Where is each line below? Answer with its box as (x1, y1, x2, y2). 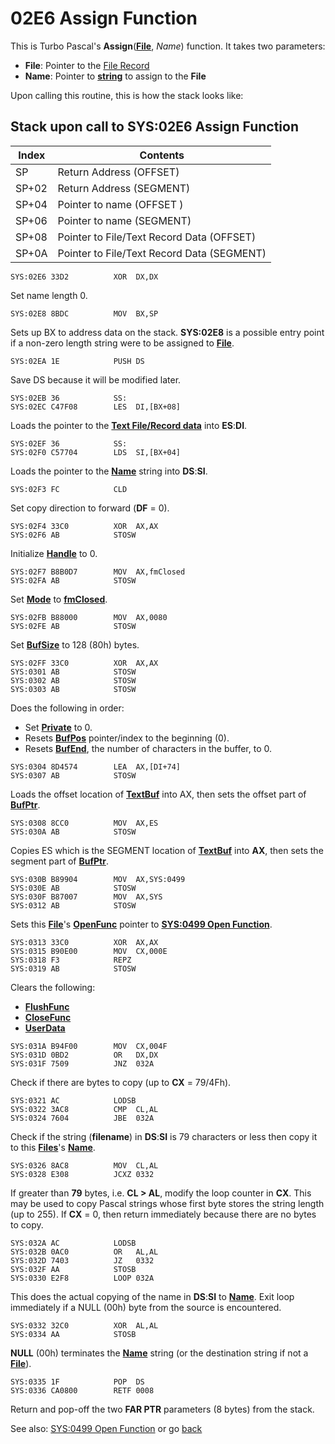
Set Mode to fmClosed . (10, 593, 108, 605)
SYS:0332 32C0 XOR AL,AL (10, 1320, 159, 1331)
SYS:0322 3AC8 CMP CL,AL (10, 1104, 159, 1114)
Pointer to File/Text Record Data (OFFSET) (57, 230, 257, 244)
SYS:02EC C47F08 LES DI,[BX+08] (10, 402, 182, 412)
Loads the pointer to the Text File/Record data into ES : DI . (10, 419, 248, 431)
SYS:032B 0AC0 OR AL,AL (10, 1247, 159, 1257)
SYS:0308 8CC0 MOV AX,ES (10, 818, 159, 828)
